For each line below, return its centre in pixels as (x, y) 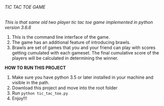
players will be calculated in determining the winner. (65, 58)
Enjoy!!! (19, 99)
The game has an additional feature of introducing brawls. (71, 43)
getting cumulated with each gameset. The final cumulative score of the (85, 53)
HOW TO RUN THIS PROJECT (35, 68)
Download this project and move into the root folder (65, 88)
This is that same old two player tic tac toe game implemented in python (79, 22)
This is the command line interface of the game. (61, 37)
